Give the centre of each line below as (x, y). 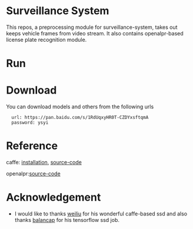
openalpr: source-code (33, 174)
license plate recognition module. (46, 39)
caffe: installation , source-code (44, 162)
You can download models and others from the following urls (80, 107)
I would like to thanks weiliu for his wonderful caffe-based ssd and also (101, 214)
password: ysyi (30, 123)
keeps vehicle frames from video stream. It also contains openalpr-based (95, 33)
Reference (32, 146)
